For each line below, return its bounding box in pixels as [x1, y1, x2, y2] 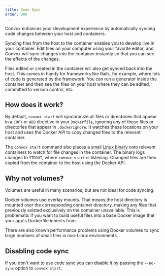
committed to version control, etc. [5, 86, 74, 92]
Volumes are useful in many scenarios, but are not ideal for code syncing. [5, 187, 155, 193]
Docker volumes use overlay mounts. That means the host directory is [5, 197, 147, 203]
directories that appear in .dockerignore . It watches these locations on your [5, 124, 159, 130]
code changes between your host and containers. [5, 31, 106, 36]
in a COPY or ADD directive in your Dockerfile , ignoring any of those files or [5, 119, 154, 125]
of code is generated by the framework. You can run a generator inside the [5, 76, 157, 82]
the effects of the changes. [5, 56, 60, 62]
